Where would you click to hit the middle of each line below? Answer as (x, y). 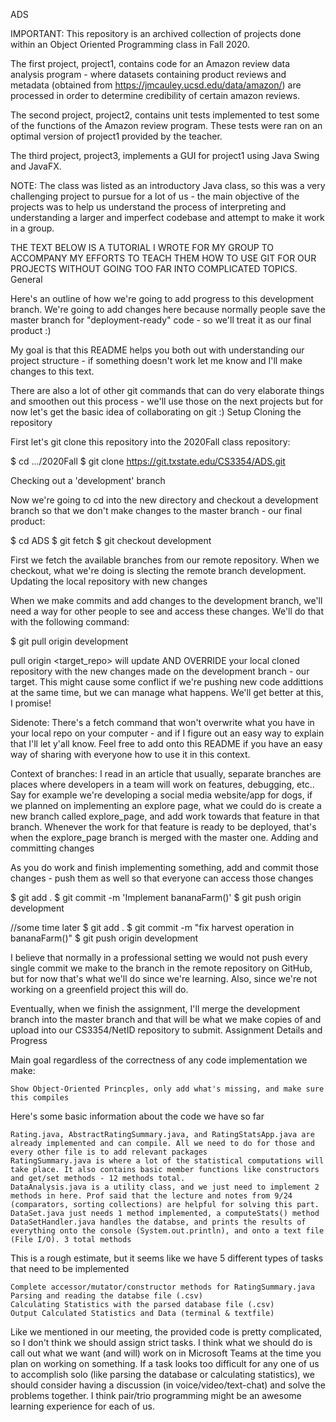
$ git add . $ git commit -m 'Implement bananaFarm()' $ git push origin (156, 897)
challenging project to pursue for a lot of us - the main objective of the (155, 196)
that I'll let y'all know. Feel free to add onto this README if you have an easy (166, 743)
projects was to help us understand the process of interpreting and (148, 207)
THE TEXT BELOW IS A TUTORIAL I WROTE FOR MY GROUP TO (142, 247)
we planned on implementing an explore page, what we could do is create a (166, 805)
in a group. (32, 228)
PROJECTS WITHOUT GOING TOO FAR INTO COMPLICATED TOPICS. (154, 268)
